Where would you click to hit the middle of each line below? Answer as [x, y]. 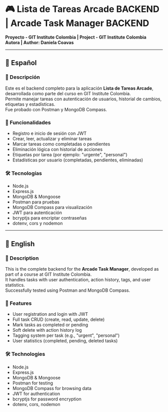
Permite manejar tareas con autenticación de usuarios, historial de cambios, [83, 99]
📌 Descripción [22, 77]
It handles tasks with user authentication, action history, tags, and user [78, 279]
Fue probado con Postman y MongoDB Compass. [56, 109]
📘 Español [21, 63]
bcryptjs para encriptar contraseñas [49, 218]
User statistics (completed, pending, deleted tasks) [65, 341]
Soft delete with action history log [47, 330]
